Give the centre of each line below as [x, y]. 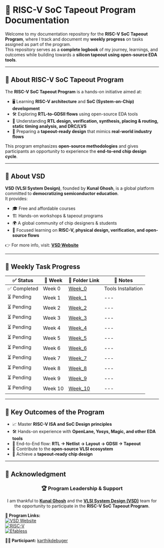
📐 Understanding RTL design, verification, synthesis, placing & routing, [85, 121]
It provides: [16, 198]
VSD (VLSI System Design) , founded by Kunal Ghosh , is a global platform [80, 188]
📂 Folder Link [84, 281]
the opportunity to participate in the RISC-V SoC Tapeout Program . [82, 506]
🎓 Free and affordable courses [44, 208]
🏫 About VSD [25, 176]
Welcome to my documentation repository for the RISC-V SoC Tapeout [76, 34]
